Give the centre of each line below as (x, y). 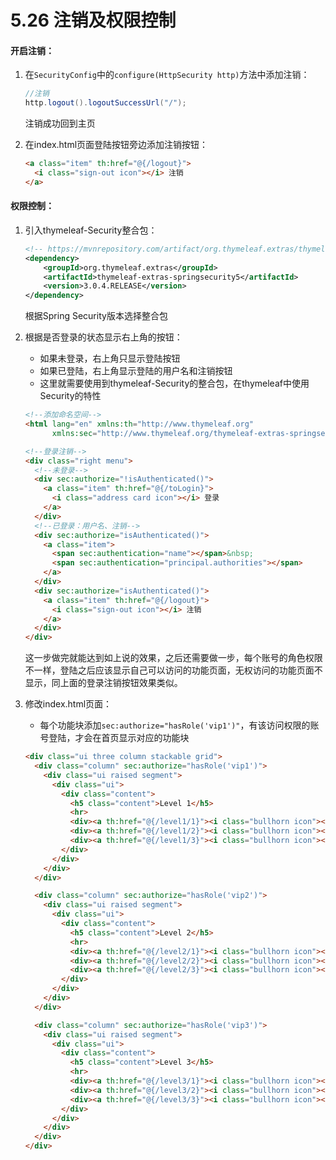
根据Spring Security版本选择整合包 (96, 316)
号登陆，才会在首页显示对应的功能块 (114, 738)
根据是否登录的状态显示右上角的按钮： (103, 337)
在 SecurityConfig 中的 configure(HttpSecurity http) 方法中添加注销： (167, 75)
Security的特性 (70, 396)
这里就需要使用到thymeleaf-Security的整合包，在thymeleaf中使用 (174, 383)
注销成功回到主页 (60, 123)
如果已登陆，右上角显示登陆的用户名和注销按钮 (136, 371)
